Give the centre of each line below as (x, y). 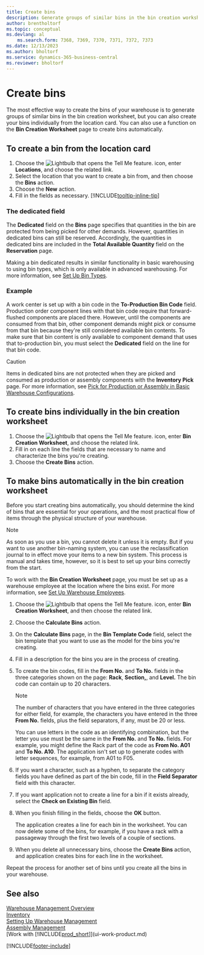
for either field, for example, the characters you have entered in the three (106, 714)
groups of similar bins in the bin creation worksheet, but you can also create (101, 116)
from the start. (24, 568)
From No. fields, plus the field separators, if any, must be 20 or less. (100, 720)
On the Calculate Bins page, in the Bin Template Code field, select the (104, 634)
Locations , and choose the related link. (64, 170)
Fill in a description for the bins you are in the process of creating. (97, 659)
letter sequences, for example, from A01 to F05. (75, 758)
